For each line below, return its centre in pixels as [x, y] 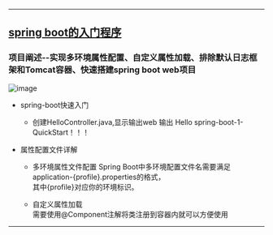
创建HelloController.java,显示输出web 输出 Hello [112, 122]
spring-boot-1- [219, 122]
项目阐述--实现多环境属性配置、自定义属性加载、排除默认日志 [129, 58]
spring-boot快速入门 [54, 105]
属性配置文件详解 [49, 149]
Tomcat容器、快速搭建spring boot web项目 [110, 70]
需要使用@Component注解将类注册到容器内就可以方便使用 [130, 214]
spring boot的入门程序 [65, 33]
